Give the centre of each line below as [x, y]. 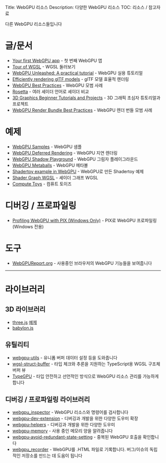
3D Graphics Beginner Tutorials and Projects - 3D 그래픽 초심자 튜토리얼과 [86, 98]
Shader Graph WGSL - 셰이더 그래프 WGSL [55, 177]
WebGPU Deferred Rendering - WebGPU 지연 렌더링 [65, 153]
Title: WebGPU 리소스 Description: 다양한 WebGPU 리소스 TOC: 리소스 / [76, 7]
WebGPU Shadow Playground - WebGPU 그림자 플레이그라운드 [75, 159]
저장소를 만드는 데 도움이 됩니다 [52, 456]
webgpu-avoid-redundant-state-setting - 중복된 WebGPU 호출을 [77, 437]
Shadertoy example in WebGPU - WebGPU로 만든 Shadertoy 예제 [78, 171]
